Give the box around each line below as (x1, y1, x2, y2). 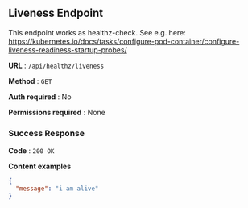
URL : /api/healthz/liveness (8, 60, 105, 70)
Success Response (8, 127, 85, 139)
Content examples (8, 161, 72, 172)
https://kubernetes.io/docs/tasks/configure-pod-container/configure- (8, 36, 240, 46)
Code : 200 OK (8, 146, 55, 156)
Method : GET (8, 76, 52, 85)
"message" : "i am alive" (15, 185, 99, 193)
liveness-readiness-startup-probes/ (8, 44, 127, 55)
